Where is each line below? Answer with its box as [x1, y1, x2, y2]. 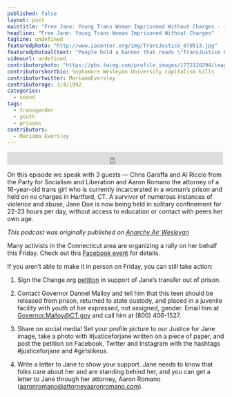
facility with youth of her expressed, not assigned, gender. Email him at [17, 304, 220, 312]
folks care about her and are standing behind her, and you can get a [17, 368, 211, 376]
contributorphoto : [7, 62, 60, 69]
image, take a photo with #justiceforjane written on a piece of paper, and [17, 332, 224, 340]
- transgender [13, 107, 54, 114]
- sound [13, 94, 36, 101]
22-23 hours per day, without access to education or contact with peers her [7, 207, 223, 215]
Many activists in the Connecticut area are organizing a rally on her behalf [7, 242, 217, 250]
